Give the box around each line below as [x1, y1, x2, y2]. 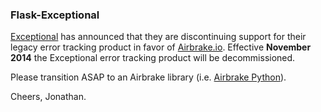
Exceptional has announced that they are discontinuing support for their [10, 31, 307, 43]
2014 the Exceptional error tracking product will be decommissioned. [10, 52, 296, 64]
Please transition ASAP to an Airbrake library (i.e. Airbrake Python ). [10, 71, 287, 83]
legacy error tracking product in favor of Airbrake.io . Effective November [10, 41, 312, 53]
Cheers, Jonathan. [10, 91, 87, 103]
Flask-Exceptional [10, 8, 100, 22]
